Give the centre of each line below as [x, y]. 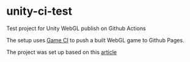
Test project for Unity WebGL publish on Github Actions [76, 28]
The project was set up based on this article [62, 52]
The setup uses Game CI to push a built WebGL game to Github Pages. [95, 40]
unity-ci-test [39, 11]
